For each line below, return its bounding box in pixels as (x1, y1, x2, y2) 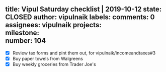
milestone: (5, 29, 39, 37)
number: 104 (5, 36, 46, 45)
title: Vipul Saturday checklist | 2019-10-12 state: (5, 5, 162, 14)
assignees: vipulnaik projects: (5, 21, 102, 29)
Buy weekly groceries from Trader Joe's (12, 61, 97, 67)
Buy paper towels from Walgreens (12, 55, 83, 61)
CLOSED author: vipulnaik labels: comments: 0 (5, 13, 155, 22)
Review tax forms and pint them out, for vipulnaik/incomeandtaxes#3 (12, 50, 156, 56)
